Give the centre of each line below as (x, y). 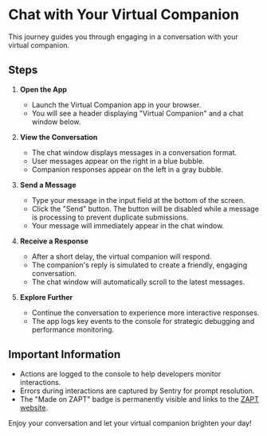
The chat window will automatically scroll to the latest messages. (138, 282)
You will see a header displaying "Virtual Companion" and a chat (137, 113)
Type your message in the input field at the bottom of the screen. (138, 200)
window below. (56, 122)
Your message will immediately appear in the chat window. (128, 225)
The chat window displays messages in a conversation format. (134, 152)
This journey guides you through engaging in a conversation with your (123, 37)
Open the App (43, 89)
